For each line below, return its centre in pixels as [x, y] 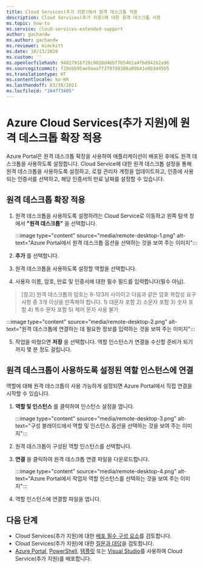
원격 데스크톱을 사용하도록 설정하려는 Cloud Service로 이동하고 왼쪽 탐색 [101, 216]
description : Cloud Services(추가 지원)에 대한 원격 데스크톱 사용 [84, 18]
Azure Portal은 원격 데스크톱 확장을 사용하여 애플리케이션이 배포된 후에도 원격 [98, 156]
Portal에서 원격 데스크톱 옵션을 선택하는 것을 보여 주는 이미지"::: [122, 242]
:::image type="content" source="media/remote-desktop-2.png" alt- [92, 321]
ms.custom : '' [24, 57]
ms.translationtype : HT [36, 74]
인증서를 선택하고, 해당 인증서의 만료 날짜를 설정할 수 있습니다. [91, 179]
